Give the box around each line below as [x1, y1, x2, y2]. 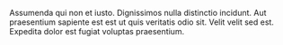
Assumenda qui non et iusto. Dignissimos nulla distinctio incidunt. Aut [9, 8, 267, 18]
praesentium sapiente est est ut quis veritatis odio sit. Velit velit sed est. [9, 17, 274, 27]
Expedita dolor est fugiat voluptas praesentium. [9, 26, 185, 36]
